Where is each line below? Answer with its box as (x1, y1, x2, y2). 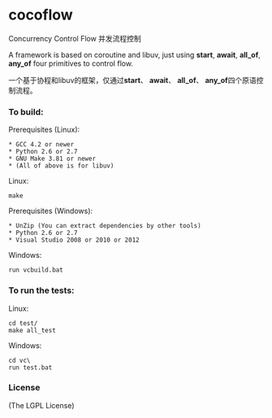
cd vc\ (8, 356, 31, 364)
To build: (8, 106, 44, 117)
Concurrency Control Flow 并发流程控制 (8, 33, 142, 43)
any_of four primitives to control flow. (8, 59, 134, 68)
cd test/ (8, 319, 38, 327)
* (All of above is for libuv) (8, 162, 114, 170)
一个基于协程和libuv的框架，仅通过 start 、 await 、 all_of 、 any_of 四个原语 (8, 75, 257, 85)
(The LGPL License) (8, 400, 75, 410)
